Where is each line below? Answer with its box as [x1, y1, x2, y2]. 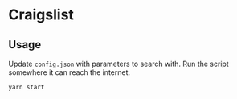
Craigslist [8, 6, 75, 24]
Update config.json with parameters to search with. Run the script [8, 59, 229, 68]
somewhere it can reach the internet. [8, 68, 131, 77]
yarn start [8, 83, 45, 91]
